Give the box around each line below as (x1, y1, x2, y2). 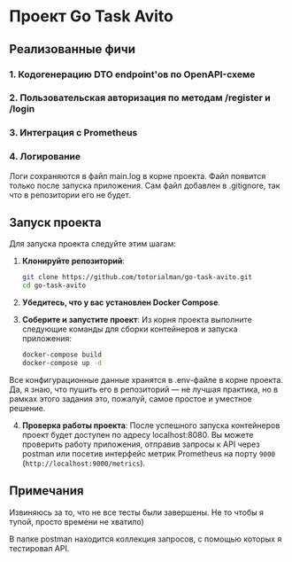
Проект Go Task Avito (9, 6, 174, 27)
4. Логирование (9, 151, 81, 163)
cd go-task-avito (21, 281, 87, 290)
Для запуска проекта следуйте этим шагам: (9, 238, 177, 249)
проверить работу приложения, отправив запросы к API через (21, 439, 260, 449)
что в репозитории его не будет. (9, 189, 131, 200)
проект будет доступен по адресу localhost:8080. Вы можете (21, 429, 254, 440)
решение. (9, 402, 46, 413)
